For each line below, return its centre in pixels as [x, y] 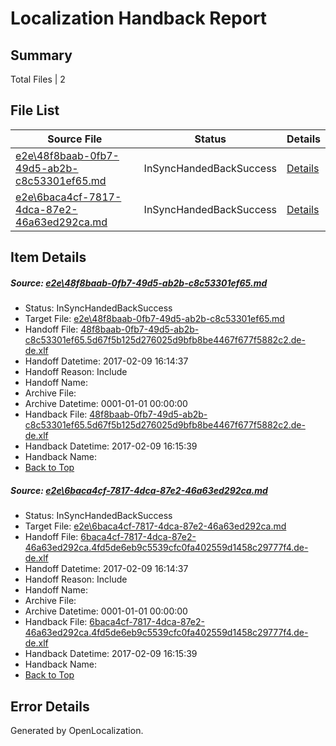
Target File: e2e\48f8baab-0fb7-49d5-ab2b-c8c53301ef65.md [154, 319]
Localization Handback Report [139, 18]
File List [35, 110]
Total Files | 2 [38, 79]
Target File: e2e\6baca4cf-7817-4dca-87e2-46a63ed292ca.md [155, 526]
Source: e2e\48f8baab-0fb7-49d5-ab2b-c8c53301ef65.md [139, 283]
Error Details [50, 706]
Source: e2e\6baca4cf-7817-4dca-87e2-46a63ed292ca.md [139, 490]
